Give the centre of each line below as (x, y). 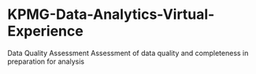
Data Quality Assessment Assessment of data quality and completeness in (128, 53)
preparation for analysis (46, 61)
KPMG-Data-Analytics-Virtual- (111, 15)
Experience (45, 31)
